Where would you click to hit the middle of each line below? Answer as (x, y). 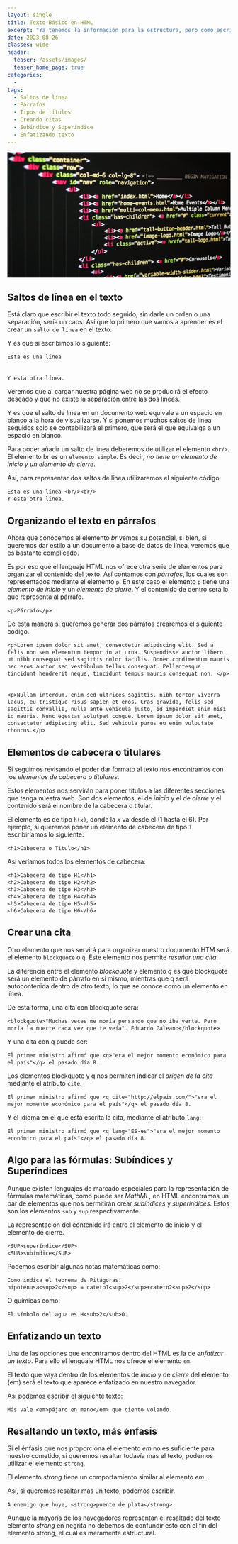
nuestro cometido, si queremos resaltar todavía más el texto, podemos (110, 1456)
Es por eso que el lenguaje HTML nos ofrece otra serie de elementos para (115, 567)
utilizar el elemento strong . (46, 1463)
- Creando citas (38, 120)
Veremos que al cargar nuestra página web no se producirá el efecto (108, 392)
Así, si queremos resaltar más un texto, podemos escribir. (91, 1491)
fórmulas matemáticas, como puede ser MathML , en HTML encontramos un (118, 1196)
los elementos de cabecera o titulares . (63, 777)
